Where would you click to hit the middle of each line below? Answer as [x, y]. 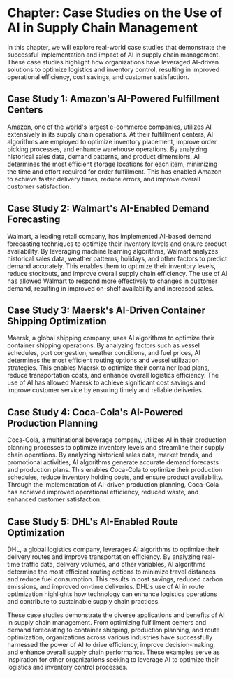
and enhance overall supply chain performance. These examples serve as [114, 652]
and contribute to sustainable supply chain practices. [84, 601]
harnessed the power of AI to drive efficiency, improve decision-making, [111, 645]
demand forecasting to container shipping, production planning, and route [114, 630]
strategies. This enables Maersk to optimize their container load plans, [108, 368]
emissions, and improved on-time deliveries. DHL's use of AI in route [106, 587]
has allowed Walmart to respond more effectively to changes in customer [112, 281]
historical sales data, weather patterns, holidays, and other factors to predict [117, 258]
